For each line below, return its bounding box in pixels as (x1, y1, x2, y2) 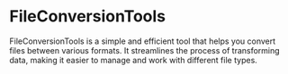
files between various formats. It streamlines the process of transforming (9, 45, 281, 55)
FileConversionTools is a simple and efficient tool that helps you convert (9, 36, 276, 46)
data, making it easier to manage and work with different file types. (9, 54, 258, 65)
